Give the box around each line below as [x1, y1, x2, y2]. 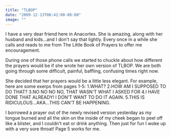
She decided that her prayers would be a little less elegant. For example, [5, 78, 158, 84]
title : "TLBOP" [5, 7, 38, 13]
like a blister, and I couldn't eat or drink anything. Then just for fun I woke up [5, 121, 166, 127]
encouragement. [5, 47, 40, 54]
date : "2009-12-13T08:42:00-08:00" [5, 12, 81, 17]
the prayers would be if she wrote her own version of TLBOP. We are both [5, 62, 161, 69]
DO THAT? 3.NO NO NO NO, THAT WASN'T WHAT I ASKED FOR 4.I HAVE [5, 89, 160, 95]
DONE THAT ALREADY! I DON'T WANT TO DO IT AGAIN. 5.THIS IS [5, 94, 145, 100]
